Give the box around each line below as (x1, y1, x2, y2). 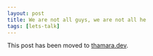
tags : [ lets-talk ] (7, 23, 60, 29)
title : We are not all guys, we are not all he (7, 16, 147, 23)
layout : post (7, 10, 45, 17)
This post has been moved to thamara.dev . (7, 42, 129, 50)
